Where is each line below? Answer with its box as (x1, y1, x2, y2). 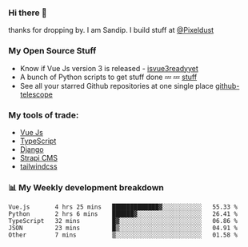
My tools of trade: (8, 110, 79, 121)
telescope (19, 90, 54, 99)
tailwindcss (19, 161, 58, 171)
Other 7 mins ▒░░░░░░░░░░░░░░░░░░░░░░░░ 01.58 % (8, 231, 238, 239)
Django (19, 144, 44, 154)
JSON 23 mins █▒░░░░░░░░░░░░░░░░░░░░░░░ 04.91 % (8, 224, 238, 233)
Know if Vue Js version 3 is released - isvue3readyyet (19, 63, 198, 73)
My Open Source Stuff (8, 46, 97, 57)
